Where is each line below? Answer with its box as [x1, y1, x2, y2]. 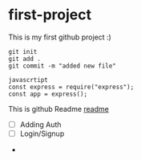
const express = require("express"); [8, 83, 135, 91]
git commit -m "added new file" [8, 62, 116, 70]
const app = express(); [8, 90, 88, 98]
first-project [8, 6, 92, 24]
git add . [8, 55, 42, 63]
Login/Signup [19, 129, 65, 138]
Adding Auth [19, 119, 62, 129]
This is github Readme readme [8, 104, 110, 113]
